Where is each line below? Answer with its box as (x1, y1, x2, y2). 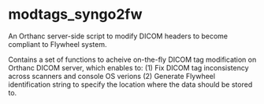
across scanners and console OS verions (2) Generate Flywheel (8, 71, 215, 81)
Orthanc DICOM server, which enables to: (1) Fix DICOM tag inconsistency (8, 63, 250, 72)
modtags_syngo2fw (8, 5, 143, 23)
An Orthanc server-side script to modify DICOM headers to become (8, 31, 229, 41)
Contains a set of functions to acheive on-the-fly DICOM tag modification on (8, 55, 257, 64)
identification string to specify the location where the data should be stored (8, 80, 253, 89)
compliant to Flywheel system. (8, 39, 107, 48)
